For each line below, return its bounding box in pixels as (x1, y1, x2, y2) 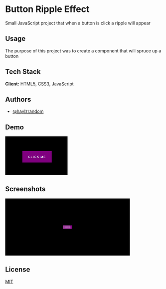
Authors (5, 95, 31, 103)
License (5, 266, 30, 274)
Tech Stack (5, 67, 41, 76)
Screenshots (5, 185, 46, 193)
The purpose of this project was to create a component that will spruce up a (5, 47, 162, 53)
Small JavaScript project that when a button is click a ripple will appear (5, 20, 151, 26)
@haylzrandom (12, 108, 44, 114)
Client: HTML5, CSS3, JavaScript (5, 81, 74, 87)
